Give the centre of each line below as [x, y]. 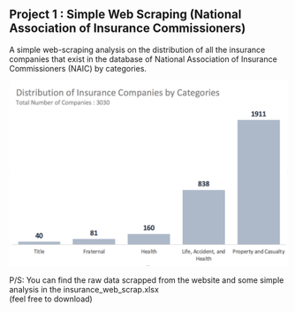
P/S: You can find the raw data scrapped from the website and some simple [147, 280]
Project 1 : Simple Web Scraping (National [125, 15]
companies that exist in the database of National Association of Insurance [144, 59]
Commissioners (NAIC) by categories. [78, 68]
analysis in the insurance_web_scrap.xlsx [84, 290]
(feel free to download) [51, 299]
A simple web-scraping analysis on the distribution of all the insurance [137, 49]
